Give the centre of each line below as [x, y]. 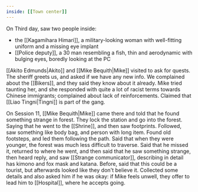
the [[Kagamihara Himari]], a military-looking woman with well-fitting [98, 40]
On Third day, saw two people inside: [51, 28]
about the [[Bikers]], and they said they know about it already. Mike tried [94, 83]
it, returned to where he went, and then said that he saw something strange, [98, 151]
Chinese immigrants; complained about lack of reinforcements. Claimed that [99, 95]
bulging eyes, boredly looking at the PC [63, 59]
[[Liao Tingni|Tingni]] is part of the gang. [56, 102]
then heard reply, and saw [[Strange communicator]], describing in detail [95, 157]
